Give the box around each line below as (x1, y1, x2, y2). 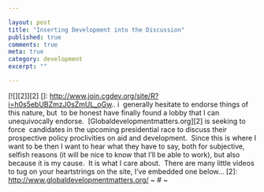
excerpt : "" (8, 62, 47, 71)
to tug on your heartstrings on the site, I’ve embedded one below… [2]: (8, 167, 238, 176)
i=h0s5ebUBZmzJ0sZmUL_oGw (8, 100, 112, 109)
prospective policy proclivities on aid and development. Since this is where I (8, 133, 257, 142)
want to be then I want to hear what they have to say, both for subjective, (8, 141, 246, 151)
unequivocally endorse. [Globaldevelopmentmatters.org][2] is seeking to (8, 116, 246, 126)
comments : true (8, 40, 58, 48)
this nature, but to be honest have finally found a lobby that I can (8, 107, 220, 117)
